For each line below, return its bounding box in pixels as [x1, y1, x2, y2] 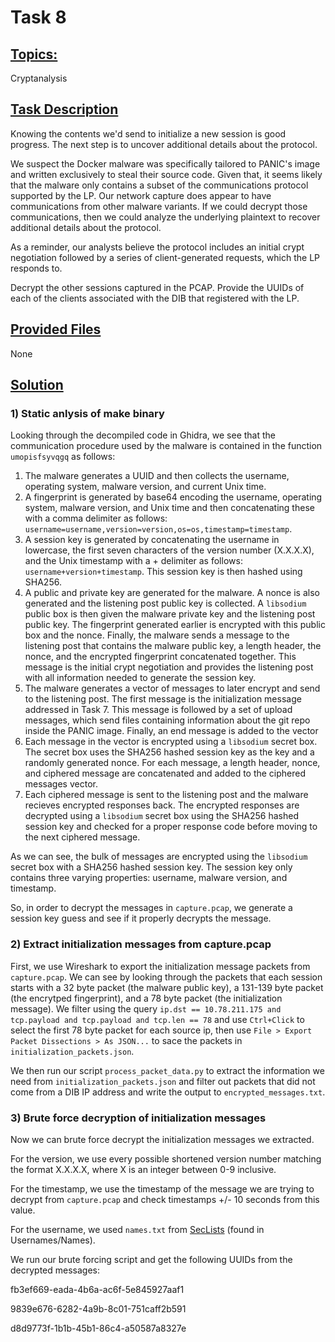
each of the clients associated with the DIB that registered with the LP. [10, 292, 300, 304]
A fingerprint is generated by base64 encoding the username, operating [24, 491, 323, 503]
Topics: [10, 46, 58, 63]
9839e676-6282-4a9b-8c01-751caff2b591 [10, 1302, 187, 1315]
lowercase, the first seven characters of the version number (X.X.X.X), [24, 544, 315, 556]
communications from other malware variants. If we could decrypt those [10, 200, 308, 212]
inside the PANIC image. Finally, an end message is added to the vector [24, 725, 319, 737]
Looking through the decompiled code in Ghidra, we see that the [10, 429, 276, 441]
